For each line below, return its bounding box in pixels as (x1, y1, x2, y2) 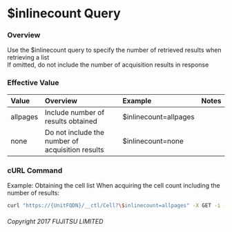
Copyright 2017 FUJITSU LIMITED (7, 217, 104, 225)
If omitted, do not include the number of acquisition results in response (7, 61, 209, 69)
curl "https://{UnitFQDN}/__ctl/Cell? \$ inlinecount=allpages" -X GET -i (7, 202, 221, 209)
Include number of (44, 107, 105, 117)
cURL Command (7, 166, 63, 175)
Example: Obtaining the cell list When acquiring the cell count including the (7, 181, 220, 190)
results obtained (44, 116, 98, 126)
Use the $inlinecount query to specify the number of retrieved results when (7, 46, 222, 54)
